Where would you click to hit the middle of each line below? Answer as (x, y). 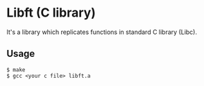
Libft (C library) (51, 13)
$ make (16, 70)
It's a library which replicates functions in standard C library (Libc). (102, 32)
